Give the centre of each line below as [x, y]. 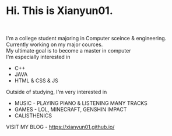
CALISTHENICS [33, 116]
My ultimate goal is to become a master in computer [69, 50]
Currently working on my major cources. [55, 44]
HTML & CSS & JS [36, 81]
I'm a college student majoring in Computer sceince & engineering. [86, 38]
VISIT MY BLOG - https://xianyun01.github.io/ [60, 127]
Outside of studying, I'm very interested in [57, 92]
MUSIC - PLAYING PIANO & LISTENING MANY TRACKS [81, 103]
